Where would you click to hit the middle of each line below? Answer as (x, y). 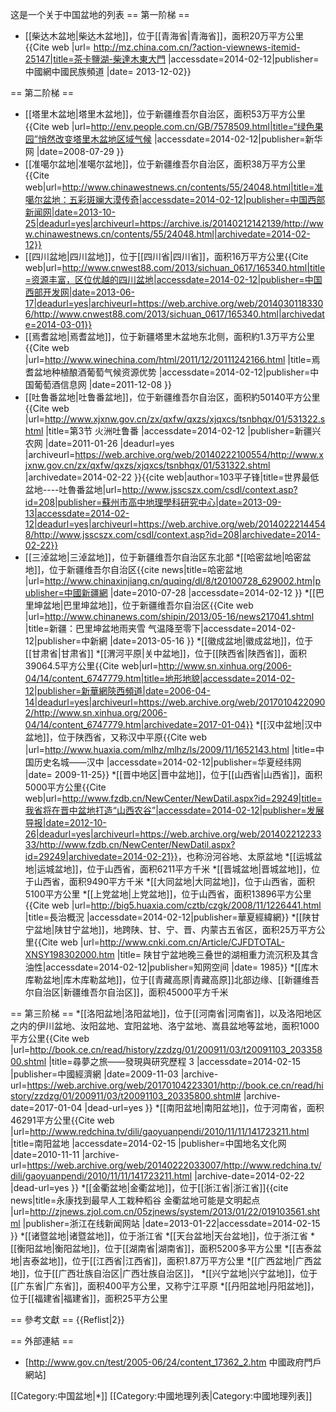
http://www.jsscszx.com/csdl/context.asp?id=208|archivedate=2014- (177, 534)
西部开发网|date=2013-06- (79, 292)
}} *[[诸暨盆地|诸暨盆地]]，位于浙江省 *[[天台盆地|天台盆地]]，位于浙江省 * (162, 1236)
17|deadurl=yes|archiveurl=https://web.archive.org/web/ (141, 303)
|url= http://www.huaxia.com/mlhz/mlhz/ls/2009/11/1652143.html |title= (170, 749)
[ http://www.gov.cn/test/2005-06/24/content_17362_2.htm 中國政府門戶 (173, 1362)
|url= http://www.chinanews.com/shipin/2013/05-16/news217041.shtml (169, 616)
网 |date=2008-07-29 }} (74, 151)
